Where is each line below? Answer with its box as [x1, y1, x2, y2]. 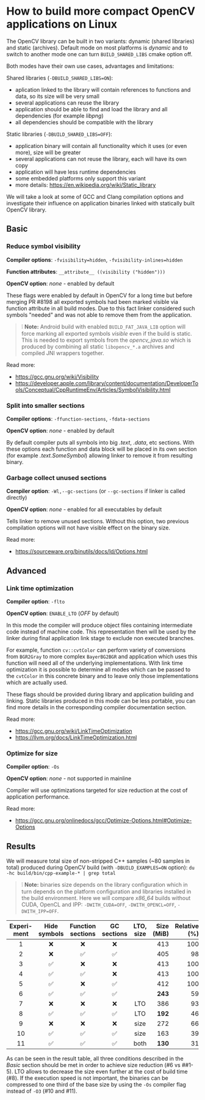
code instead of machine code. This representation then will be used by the [6, 628, 196, 635]
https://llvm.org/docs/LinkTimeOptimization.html [15, 734, 137, 741]
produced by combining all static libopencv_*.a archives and [21, 342, 175, 350]
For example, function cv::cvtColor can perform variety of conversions [6, 646, 186, 654]
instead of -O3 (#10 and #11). [6, 1087, 77, 1095]
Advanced [6, 566, 47, 576]
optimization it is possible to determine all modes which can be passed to [6, 665, 191, 673]
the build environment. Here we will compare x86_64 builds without [21, 895, 191, 902]
